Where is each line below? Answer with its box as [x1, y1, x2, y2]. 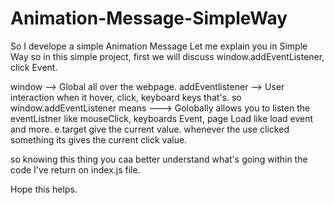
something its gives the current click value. [10, 133, 188, 146]
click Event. [10, 61, 58, 73]
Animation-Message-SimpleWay [10, 7, 288, 30]
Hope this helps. [10, 183, 78, 195]
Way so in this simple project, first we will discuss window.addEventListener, [10, 50, 325, 62]
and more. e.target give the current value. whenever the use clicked [10, 123, 290, 135]
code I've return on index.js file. [10, 163, 141, 176]
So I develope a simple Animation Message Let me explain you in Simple [10, 40, 308, 52]
